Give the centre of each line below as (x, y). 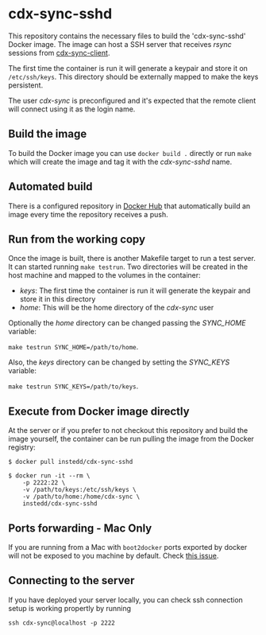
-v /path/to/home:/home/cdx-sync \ (81, 497)
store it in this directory (58, 299)
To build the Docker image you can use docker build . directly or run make (130, 153)
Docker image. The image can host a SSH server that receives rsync (120, 44)
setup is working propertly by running (70, 608)
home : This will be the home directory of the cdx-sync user (117, 308)
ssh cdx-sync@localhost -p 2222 (62, 623)
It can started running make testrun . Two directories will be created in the (128, 267)
